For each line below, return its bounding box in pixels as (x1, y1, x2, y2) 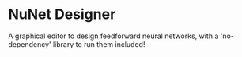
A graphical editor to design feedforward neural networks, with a (8, 31, 219, 41)
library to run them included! (52, 39, 146, 48)
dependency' (8, 39, 51, 48)
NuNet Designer (8, 5, 116, 23)
